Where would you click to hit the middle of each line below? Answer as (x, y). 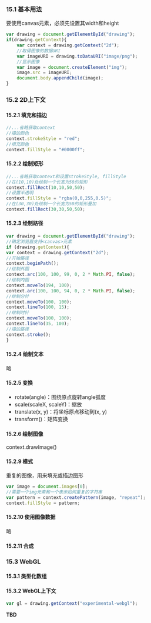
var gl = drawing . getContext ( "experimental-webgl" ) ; (72, 604)
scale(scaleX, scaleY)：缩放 (48, 404)
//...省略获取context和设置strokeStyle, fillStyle (66, 176)
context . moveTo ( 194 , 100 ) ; (39, 285)
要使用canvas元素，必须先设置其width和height (63, 23)
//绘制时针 (18, 313)
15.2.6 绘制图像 (25, 434)
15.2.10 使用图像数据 (31, 517)
